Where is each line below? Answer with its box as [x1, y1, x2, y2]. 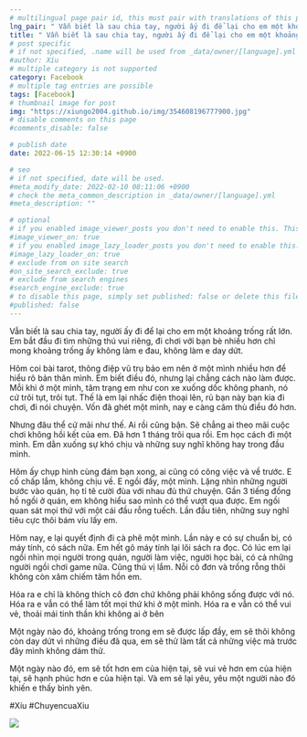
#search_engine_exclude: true [9, 284, 125, 293]
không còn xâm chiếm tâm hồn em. [9, 571, 143, 582]
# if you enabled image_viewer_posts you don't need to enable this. [9, 225, 281, 234]
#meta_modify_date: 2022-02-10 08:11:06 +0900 [9, 182, 190, 192]
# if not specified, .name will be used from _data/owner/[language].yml [9, 47, 297, 57]
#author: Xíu [9, 56, 59, 65]
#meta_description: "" [9, 199, 96, 208]
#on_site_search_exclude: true [9, 267, 129, 276]
